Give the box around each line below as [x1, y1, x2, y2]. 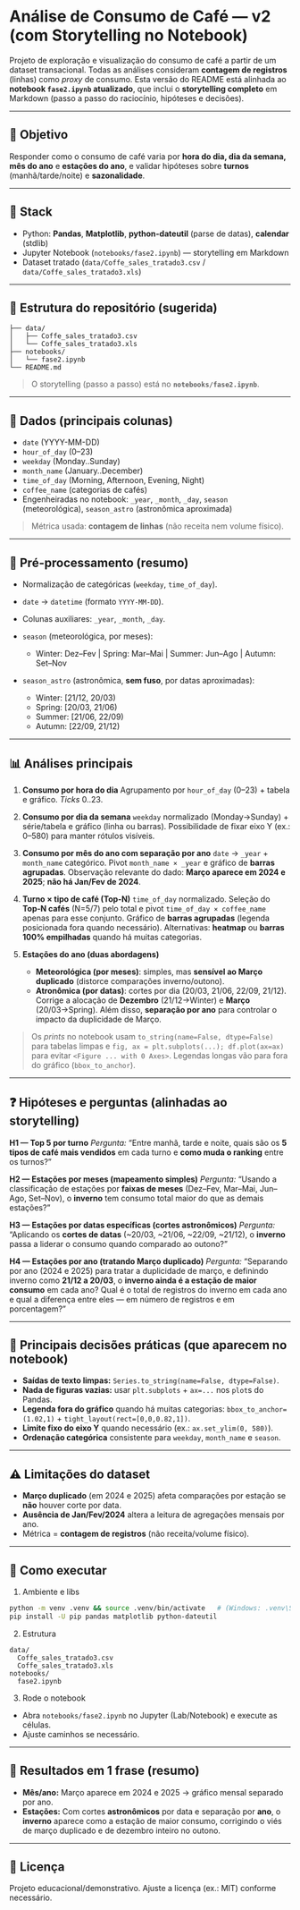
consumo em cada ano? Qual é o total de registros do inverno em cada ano [9, 1284, 287, 1295]
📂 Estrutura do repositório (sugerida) [9, 300, 218, 315]
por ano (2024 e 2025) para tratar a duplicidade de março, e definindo [9, 1265, 269, 1276]
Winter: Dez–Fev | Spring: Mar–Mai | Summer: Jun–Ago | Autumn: [35, 649, 277, 658]
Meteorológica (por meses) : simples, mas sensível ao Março [35, 966, 263, 977]
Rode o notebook [21, 1693, 87, 1703]
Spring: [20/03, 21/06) [35, 702, 118, 712]
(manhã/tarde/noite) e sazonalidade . [9, 170, 146, 181]
